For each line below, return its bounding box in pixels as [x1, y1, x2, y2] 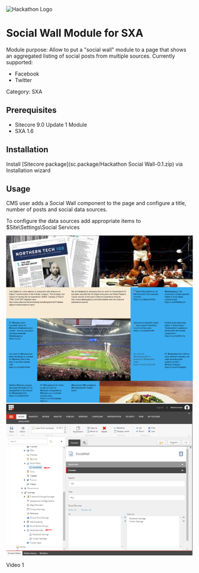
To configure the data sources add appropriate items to [6, 218, 141, 225]
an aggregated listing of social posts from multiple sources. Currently [6, 52, 175, 59]
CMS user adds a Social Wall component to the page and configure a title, [6, 200, 187, 207]
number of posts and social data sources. [6, 206, 108, 213]
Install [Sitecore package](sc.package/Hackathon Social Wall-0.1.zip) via [6, 160, 183, 168]
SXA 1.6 [14, 127, 34, 134]
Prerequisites [6, 105, 57, 115]
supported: [6, 58, 33, 65]
